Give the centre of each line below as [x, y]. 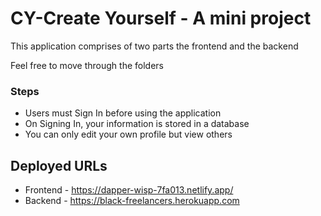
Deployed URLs [59, 165]
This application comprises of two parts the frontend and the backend [154, 46]
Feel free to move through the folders [87, 65]
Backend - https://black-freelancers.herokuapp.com [132, 201]
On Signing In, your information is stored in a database [137, 124]
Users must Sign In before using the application [123, 113]
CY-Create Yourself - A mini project [161, 18]
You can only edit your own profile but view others [128, 134]
